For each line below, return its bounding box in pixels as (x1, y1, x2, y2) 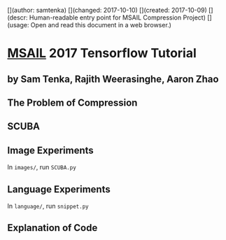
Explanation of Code (7, 222, 98, 234)
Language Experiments (7, 183, 111, 195)
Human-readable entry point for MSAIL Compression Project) (29, 13, 206, 22)
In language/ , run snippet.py (7, 202, 89, 210)
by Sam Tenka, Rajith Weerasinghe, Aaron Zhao (7, 73, 219, 85)
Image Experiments (7, 144, 94, 156)
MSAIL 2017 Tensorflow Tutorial (7, 45, 197, 62)
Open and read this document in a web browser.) (30, 21, 171, 29)
